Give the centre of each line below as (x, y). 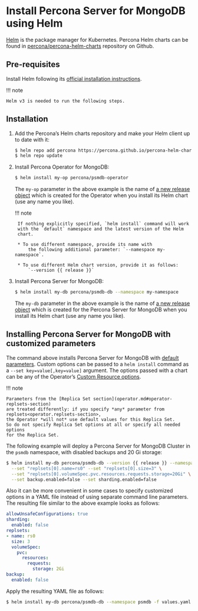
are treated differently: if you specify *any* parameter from (85, 409)
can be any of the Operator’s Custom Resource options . (74, 376)
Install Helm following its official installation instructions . (74, 78)
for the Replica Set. (33, 435)
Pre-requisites (33, 65)
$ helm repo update (39, 156)
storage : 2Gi (48, 569)
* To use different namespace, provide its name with (85, 245)
